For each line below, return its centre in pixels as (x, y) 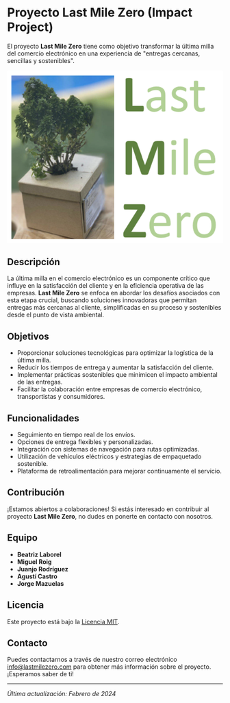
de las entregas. (40, 382)
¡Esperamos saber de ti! (40, 674)
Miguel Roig (34, 562)
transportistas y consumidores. (61, 397)
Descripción (34, 262)
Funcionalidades (43, 418)
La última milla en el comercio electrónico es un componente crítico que (108, 278)
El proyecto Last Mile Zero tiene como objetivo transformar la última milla (111, 46)
